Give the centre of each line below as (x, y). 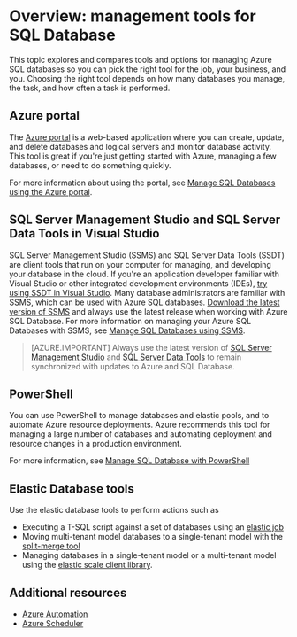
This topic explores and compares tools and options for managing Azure (141, 59)
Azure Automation (55, 614)
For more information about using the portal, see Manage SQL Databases (142, 183)
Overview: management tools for (133, 16)
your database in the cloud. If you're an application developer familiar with (145, 274)
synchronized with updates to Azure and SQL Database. (133, 366)
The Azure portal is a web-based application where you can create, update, (147, 137)
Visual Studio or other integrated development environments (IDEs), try (138, 283)
